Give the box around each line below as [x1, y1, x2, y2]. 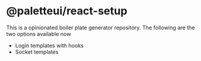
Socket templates [14, 48, 59, 55]
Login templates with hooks [14, 42, 84, 49]
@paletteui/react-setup [6, 4, 128, 18]
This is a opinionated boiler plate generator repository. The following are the [6, 24, 195, 31]
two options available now [6, 30, 71, 37]
